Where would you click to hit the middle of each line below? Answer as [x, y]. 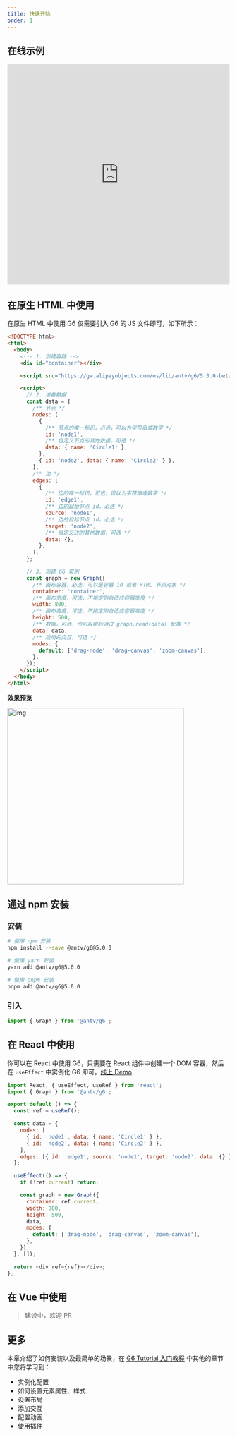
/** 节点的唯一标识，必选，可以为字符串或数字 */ [109, 428]
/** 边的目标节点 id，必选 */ [85, 519]
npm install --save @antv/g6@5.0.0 [60, 948]
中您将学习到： [29, 1367]
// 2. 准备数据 [46, 395]
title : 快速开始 [29, 14]
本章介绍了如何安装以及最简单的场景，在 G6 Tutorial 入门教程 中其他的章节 [116, 1358]
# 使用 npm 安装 [29, 941]
